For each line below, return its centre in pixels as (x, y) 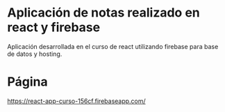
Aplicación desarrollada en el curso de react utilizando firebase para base (113, 46)
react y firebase (54, 27)
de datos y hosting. (35, 54)
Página (28, 82)
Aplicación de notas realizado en (103, 13)
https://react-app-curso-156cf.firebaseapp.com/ (76, 101)
